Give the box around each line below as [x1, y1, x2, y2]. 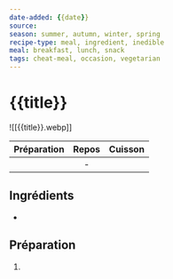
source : [9, 21, 38, 30]
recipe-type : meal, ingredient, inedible [9, 37, 165, 47]
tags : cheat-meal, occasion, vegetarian [9, 54, 161, 63]
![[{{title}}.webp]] [9, 122, 73, 132]
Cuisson [108, 143, 145, 155]
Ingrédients [9, 188, 75, 203]
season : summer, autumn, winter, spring [9, 29, 161, 38]
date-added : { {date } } [9, 12, 90, 22]
